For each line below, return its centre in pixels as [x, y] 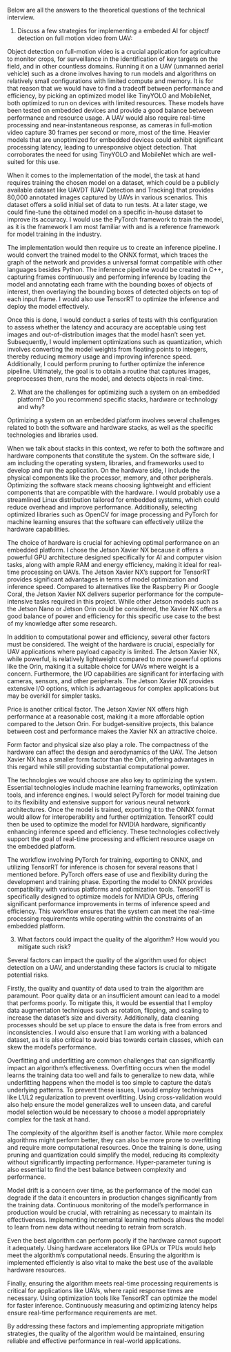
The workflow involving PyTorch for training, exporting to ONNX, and [105, 860]
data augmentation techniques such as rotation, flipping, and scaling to [108, 1010]
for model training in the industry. [54, 234]
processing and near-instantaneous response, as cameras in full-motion [110, 125]
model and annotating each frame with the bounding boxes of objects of [110, 284]
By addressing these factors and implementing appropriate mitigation [106, 1326]
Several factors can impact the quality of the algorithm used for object [107, 960]
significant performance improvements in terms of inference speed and [109, 904]
